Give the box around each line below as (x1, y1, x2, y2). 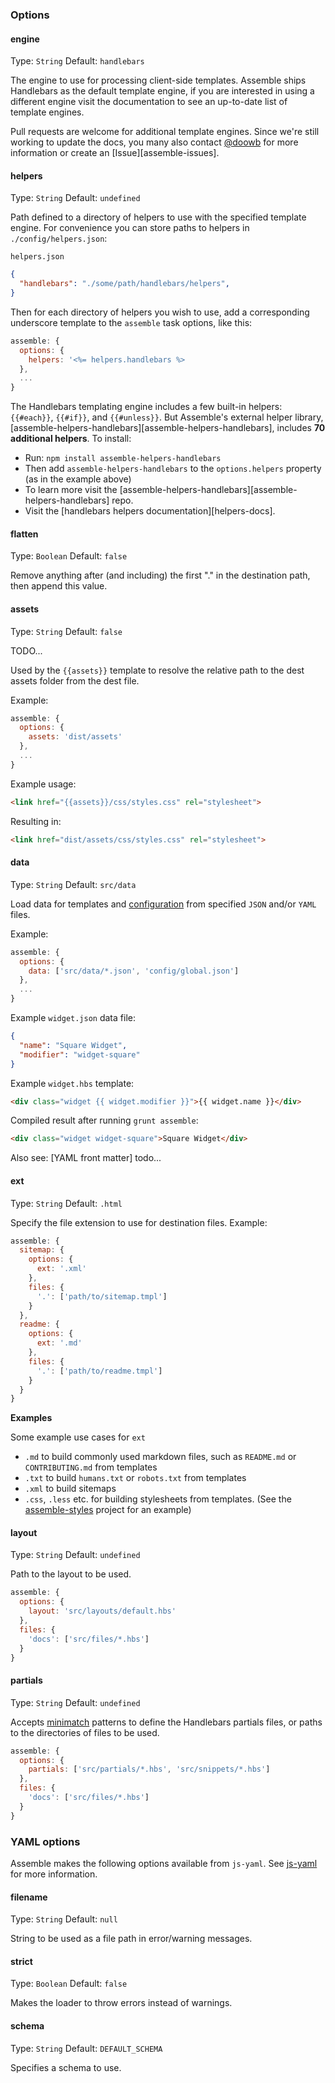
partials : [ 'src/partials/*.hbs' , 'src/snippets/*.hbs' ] (28, 1764, 271, 1775)
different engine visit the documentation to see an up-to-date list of (10, 96, 288, 108)
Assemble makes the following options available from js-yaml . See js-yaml (10, 1857, 318, 1869)
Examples (10, 1412, 53, 1424)
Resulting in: (10, 815, 62, 827)
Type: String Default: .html (10, 1197, 123, 1209)
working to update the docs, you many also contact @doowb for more (10, 136, 299, 148)
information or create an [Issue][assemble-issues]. (10, 147, 220, 159)
